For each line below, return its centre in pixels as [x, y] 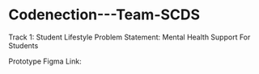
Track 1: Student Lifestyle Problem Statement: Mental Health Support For [129, 37]
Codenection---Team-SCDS [104, 15]
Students [23, 45]
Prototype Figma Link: [45, 61]
